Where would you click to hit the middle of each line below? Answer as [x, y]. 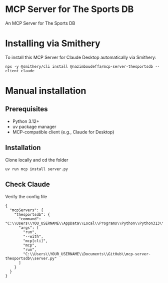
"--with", [33, 236]
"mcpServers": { [26, 210]
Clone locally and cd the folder [37, 160]
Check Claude [27, 184]
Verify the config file [26, 196]
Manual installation [46, 91]
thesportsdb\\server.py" [31, 258]
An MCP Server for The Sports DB [40, 23]
